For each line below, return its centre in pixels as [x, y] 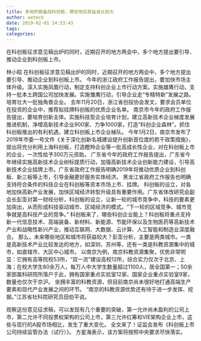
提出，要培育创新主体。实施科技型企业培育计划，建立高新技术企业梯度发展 [103, 117]
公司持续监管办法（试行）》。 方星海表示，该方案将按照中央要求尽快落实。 [96, 332]
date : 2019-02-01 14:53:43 [40, 23]
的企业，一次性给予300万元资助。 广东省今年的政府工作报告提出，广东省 [96, 155]
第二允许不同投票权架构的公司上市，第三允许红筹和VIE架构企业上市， [102, 317]
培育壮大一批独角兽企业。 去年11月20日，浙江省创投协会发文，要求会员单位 [99, 102]
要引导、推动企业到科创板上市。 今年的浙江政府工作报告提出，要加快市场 [96, 80]
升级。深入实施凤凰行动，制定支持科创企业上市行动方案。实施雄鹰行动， [100, 87]
